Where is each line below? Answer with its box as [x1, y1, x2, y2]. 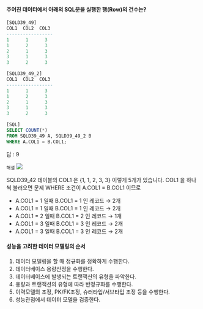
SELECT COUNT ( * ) [6, 128, 48, 134]
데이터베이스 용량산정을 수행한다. [15, 265, 94, 272]
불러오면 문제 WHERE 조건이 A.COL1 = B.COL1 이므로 [12, 184, 141, 191]
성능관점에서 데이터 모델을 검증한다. [15, 296, 101, 303]
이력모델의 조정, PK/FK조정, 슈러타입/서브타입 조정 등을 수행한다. [15, 288, 170, 296]
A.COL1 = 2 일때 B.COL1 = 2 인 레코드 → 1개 [15, 212, 122, 219]
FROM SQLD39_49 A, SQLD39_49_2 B [6, 132, 92, 139]
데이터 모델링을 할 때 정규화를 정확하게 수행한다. [15, 257, 130, 265]
